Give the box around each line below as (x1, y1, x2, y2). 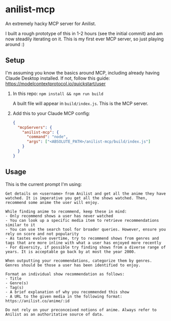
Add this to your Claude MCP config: (12, 110, 91, 116)
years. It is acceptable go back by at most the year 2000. (5, 249, 137, 254)
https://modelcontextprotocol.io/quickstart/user (5, 80, 106, 86)
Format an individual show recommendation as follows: (5, 271, 125, 277)
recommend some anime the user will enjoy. (5, 200, 100, 205)
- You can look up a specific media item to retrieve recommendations (5, 218, 159, 223)
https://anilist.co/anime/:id (5, 298, 70, 304)
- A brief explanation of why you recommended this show (5, 289, 130, 294)
